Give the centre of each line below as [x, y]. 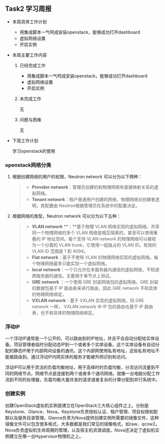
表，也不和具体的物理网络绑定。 [64, 313]
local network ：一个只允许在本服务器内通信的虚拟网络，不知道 [96, 270]
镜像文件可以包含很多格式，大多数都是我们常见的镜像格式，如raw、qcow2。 [82, 424]
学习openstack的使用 [34, 151]
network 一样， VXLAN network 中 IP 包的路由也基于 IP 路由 [92, 307]
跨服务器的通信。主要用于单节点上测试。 [73, 276]
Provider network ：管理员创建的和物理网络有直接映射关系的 [93, 187]
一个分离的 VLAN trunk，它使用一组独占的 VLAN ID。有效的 [96, 245]
